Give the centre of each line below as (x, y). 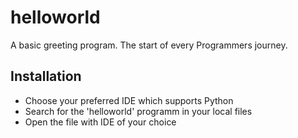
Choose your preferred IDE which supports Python (129, 100)
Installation (46, 76)
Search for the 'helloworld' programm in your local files (138, 111)
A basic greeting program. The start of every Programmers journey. (149, 45)
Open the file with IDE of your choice (100, 122)
